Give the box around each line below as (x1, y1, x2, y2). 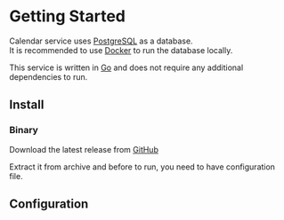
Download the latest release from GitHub (9, 144, 158, 154)
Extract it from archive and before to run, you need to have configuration (9, 161, 276, 172)
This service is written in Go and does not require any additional (9, 62, 244, 73)
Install (9, 98, 45, 113)
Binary (9, 124, 38, 137)
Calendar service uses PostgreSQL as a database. (9, 35, 193, 46)
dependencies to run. (9, 71, 88, 82)
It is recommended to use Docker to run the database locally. (9, 44, 233, 55)
